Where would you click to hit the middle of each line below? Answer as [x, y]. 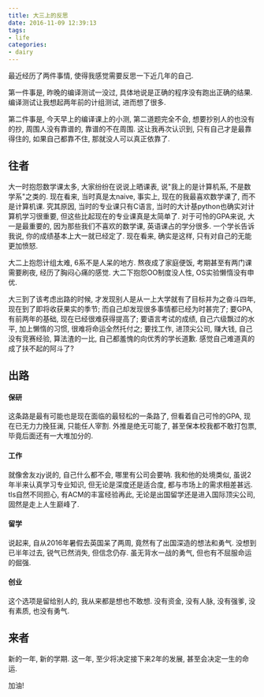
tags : [17, 30]
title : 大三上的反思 [38, 15]
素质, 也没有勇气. [42, 611]
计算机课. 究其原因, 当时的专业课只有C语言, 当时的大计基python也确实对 [131, 206]
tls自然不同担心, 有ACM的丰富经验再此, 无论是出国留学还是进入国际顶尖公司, [132, 494]
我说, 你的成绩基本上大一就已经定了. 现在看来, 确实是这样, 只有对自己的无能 [130, 236]
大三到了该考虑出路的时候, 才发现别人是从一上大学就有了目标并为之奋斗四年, [132, 299]
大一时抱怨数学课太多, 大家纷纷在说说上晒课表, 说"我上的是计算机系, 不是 [126, 186]
